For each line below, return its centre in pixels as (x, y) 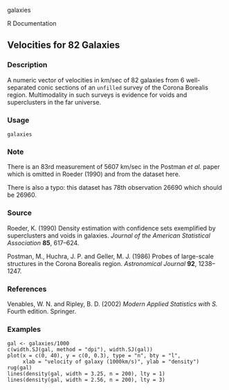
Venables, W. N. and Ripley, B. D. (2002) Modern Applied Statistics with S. (112, 303)
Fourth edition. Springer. (42, 311)
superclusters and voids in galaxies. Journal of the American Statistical (109, 236)
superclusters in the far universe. (54, 102)
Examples (24, 329)
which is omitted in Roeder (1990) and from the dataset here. (94, 174)
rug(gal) (20, 368)
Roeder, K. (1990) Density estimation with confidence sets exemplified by (111, 228)
